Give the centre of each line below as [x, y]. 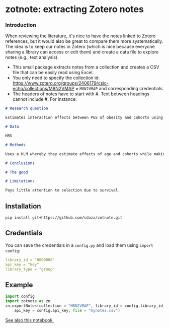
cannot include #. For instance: [45, 99]
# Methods [16, 145]
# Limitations [20, 181]
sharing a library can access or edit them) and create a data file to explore [82, 52]
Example [19, 285]
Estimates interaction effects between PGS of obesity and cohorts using [84, 118]
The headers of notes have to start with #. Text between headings [81, 94]
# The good [17, 172]
